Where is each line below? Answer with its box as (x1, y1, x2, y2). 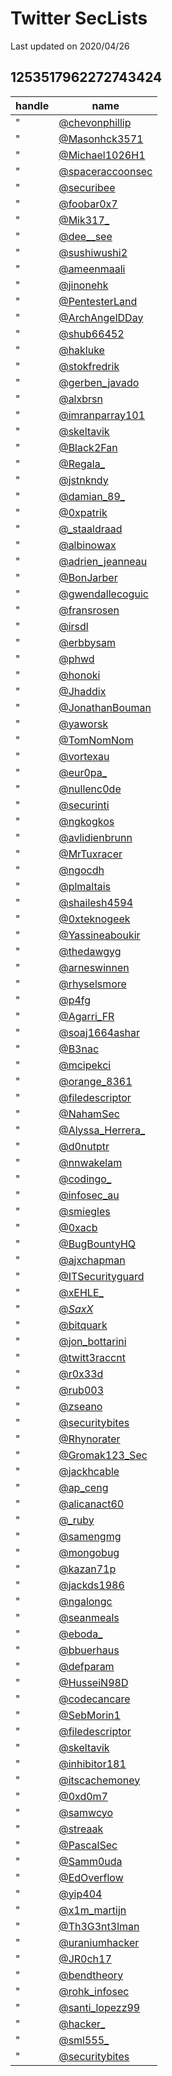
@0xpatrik (58, 505, 108, 519)
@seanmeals (58, 1610, 120, 1624)
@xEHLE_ (58, 1285, 104, 1299)
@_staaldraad (58, 522, 123, 536)
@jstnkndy (58, 473, 109, 487)
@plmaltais (58, 879, 112, 893)
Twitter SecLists (10, 7, 148, 30)
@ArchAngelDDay (58, 310, 144, 324)
